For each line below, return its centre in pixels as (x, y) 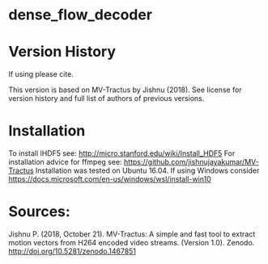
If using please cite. (41, 74)
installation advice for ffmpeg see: (66, 162)
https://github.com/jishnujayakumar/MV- (191, 162)
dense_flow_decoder (80, 15)
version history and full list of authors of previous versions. (106, 98)
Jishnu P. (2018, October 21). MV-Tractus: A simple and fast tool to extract (132, 234)
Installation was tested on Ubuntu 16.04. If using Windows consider (147, 170)
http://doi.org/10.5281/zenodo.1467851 (72, 251)
